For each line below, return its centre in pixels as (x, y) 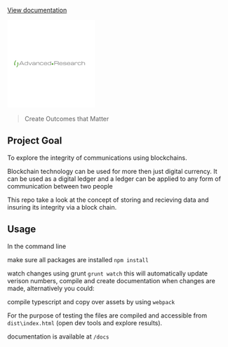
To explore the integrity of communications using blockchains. (97, 158)
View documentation (37, 10)
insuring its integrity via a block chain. (62, 207)
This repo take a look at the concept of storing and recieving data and (108, 200)
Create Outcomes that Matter (67, 119)
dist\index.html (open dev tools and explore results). (85, 322)
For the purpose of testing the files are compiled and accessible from (107, 315)
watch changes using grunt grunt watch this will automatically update (108, 273)
